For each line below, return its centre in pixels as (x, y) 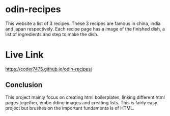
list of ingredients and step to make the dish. (52, 34)
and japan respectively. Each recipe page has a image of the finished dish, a (85, 28)
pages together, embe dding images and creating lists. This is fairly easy (81, 102)
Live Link (25, 55)
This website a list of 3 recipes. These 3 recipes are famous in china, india (83, 23)
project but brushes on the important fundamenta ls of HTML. (70, 108)
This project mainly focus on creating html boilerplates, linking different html (85, 97)
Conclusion (24, 85)
